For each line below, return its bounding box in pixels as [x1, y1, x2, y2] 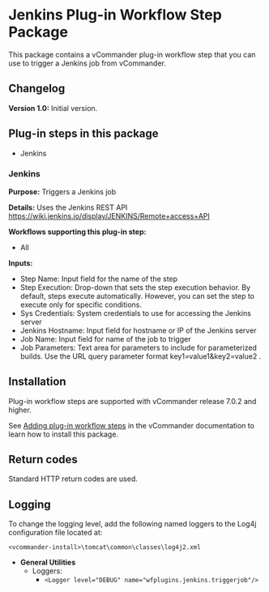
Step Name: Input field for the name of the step [19, 274, 178, 283]
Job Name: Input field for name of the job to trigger [19, 334, 191, 343]
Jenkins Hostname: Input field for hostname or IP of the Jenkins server [19, 326, 257, 335]
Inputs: [8, 258, 33, 268]
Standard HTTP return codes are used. [8, 474, 138, 483]
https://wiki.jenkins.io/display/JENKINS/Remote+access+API [8, 211, 211, 220]
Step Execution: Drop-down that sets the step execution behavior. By [19, 282, 251, 292]
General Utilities [19, 557, 76, 568]
